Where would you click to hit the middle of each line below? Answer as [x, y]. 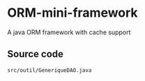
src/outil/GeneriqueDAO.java [49, 70]
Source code [36, 54]
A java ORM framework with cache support [69, 32]
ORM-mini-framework [72, 13]
